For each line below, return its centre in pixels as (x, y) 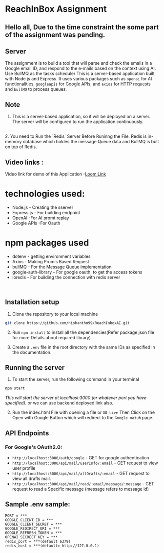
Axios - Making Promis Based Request (51, 261)
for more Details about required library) (51, 337)
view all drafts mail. (31, 478)
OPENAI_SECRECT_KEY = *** (31, 537)
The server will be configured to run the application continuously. (78, 122)
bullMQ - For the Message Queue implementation (62, 267)
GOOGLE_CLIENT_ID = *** (29, 520)
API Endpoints (27, 433)
